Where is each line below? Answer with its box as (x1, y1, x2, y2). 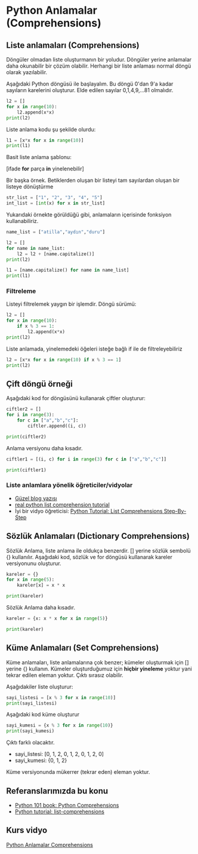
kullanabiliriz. (6, 218, 39, 224)
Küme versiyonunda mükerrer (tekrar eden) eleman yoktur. (6, 768, 150, 776)
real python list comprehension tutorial (14, 501, 110, 508)
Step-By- (163, 507, 187, 514)
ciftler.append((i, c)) (27, 423, 86, 429)
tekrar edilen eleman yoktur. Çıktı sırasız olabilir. (6, 671, 123, 679)
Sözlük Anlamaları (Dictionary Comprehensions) (6, 531, 190, 541)
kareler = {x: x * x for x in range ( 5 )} (6, 615, 109, 622)
